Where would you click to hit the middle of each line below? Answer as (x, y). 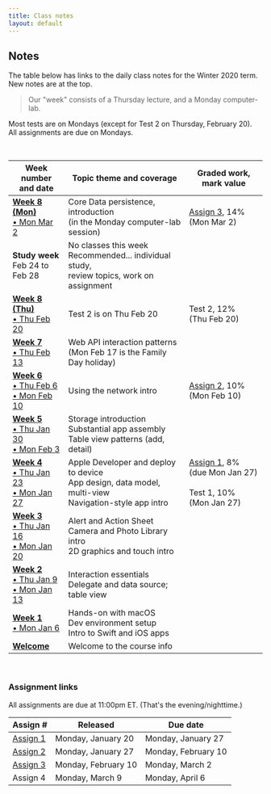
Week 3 (27, 516)
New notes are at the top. (50, 84)
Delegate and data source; (118, 585)
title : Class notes (41, 16)
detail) (80, 449)
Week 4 (27, 463)
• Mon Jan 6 (36, 628)
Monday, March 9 (89, 778)
